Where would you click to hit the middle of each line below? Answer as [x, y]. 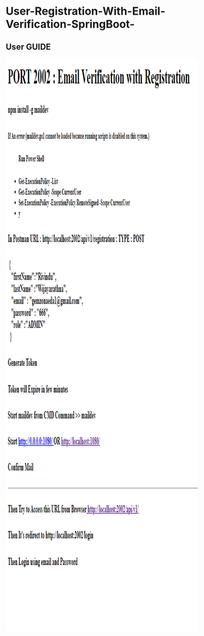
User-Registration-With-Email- [86, 11]
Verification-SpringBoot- [70, 24]
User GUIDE [28, 47]
